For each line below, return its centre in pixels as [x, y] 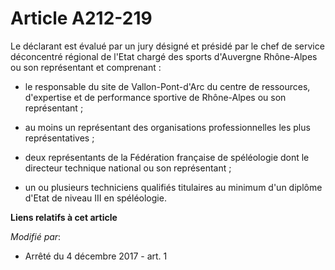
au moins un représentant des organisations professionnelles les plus [167, 127]
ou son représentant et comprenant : [86, 67]
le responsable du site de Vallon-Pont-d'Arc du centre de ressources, [167, 86]
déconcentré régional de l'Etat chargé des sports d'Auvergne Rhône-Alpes [164, 56]
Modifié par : [36, 236]
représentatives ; [59, 138]
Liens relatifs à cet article [64, 217]
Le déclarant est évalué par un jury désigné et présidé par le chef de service [167, 46]
